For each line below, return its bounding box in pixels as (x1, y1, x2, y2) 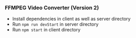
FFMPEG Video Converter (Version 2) (5, 4, 99, 11)
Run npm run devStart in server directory (12, 21, 99, 27)
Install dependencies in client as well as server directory (12, 16, 131, 22)
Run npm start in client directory (12, 27, 81, 33)
